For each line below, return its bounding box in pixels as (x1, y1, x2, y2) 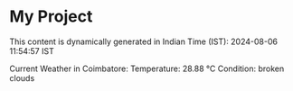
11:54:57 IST (9, 45, 54, 56)
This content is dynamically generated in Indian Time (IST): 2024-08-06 (9, 36, 279, 47)
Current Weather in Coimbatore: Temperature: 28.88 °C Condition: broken (9, 63, 285, 74)
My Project (9, 6, 93, 27)
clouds (9, 72, 35, 83)
